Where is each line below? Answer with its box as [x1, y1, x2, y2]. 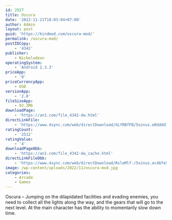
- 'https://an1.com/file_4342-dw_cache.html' [14, 151, 114, 156]
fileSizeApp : [5, 98, 33, 103]
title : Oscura [5, 12, 36, 17]
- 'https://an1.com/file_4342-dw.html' [14, 113, 100, 118]
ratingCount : [5, 127, 33, 132]
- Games [14, 179, 31, 185]
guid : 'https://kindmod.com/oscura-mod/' [5, 31, 95, 36]
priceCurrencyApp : [5, 79, 45, 84]
